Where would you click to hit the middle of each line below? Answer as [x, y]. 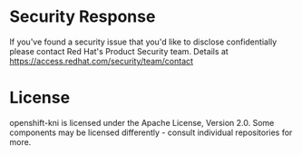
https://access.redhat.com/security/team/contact [101, 61]
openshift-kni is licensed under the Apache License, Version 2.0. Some [142, 122]
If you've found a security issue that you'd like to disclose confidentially [143, 42]
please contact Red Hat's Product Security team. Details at [119, 51]
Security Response [83, 17]
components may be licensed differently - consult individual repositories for [151, 132]
